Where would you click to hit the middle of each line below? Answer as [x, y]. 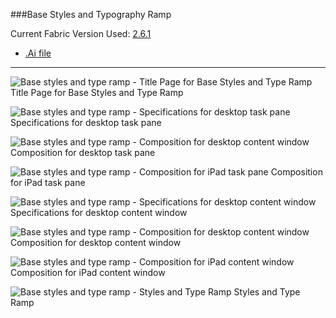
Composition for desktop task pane [83, 152]
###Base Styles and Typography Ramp [91, 14]
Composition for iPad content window [88, 272]
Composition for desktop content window [96, 242]
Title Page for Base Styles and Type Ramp [97, 92]
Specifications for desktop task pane [86, 122]
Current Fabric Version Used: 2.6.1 [81, 33]
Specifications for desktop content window [99, 212]
